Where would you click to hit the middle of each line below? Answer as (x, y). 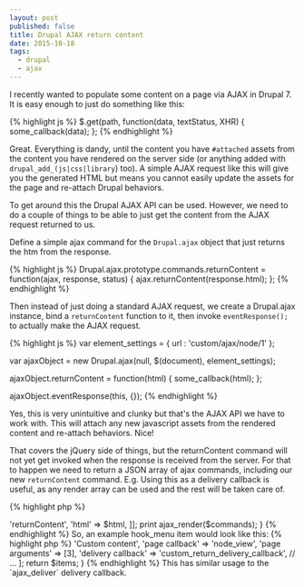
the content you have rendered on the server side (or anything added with (147, 158)
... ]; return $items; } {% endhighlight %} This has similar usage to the (139, 562)
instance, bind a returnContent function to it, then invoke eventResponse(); (149, 315)
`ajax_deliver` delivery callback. (68, 572)
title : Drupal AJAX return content (77, 35)
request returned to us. (53, 224)
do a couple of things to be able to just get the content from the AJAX (139, 214)
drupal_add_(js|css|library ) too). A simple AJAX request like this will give (149, 168)
